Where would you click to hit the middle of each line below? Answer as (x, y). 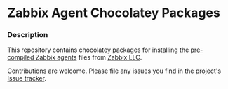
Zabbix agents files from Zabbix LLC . (89, 57)
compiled (21, 57)
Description (28, 35)
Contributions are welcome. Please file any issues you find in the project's (114, 71)
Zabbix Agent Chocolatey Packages (114, 13)
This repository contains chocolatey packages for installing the (98, 50)
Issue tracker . (27, 78)
